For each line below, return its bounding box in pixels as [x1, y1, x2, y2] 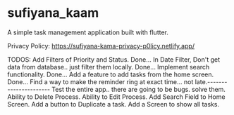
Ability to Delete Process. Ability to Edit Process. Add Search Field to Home [7, 93, 226, 101]
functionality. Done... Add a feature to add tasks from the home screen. [7, 70, 214, 79]
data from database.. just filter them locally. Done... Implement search [7, 62, 210, 71]
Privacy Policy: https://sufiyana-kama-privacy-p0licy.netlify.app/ [7, 41, 195, 50]
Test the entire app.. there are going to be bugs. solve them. [51, 85, 226, 93]
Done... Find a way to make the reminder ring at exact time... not [7, 77, 194, 86]
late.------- [195, 77, 228, 86]
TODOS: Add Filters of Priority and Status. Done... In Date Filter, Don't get [7, 55, 221, 64]
